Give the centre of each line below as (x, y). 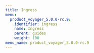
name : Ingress (29, 29)
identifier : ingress (36, 24)
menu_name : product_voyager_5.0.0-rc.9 (47, 43)
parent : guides (30, 33)
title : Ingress (21, 10)
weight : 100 (27, 38)
